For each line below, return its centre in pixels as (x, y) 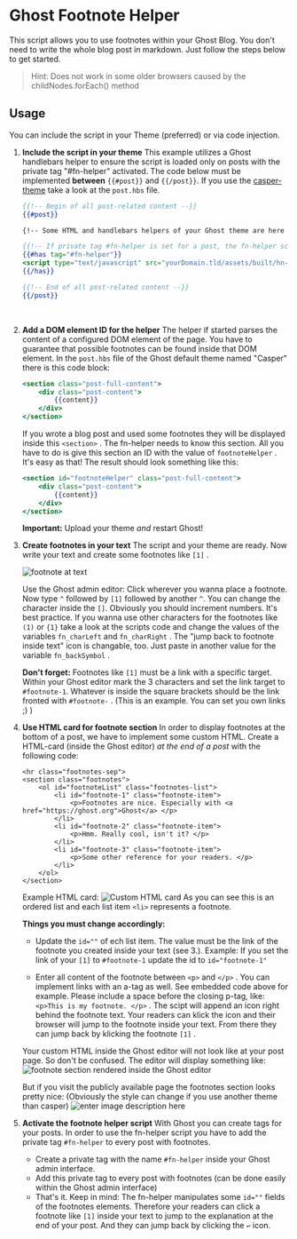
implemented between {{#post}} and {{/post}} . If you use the (137, 180)
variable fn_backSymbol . (66, 655)
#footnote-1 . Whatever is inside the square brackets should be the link (151, 691)
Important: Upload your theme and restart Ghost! (113, 528)
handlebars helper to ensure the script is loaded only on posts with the (151, 162)
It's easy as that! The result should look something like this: (130, 462)
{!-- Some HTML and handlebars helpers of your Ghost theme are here (153, 230)
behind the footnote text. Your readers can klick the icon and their (156, 1015)
